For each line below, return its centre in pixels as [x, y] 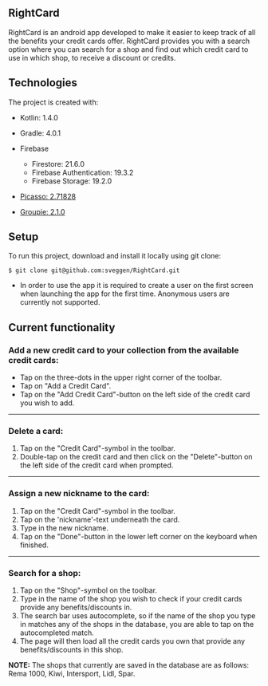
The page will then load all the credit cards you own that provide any [132, 641]
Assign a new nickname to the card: [79, 494]
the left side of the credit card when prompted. [97, 465]
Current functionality [62, 327]
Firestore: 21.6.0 [58, 164]
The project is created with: [53, 102]
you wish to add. [47, 403]
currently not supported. [60, 302]
